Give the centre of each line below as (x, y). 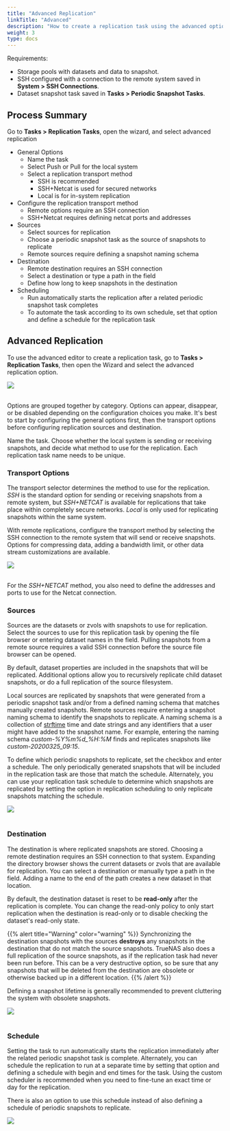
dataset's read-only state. (43, 920)
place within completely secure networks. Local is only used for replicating (113, 510)
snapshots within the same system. (57, 517)
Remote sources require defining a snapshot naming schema (113, 253)
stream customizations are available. (59, 552)
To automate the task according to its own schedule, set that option (122, 312)
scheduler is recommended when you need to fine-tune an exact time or (109, 1080)
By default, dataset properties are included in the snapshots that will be (108, 668)
